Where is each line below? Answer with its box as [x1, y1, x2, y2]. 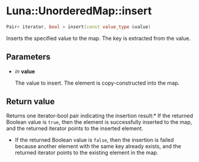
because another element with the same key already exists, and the [14, 143, 181, 150]
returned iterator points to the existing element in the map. [14, 149, 158, 156]
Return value [6, 96, 55, 107]
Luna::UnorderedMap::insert [6, 4, 152, 18]
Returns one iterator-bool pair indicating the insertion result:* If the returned [6, 112, 193, 120]
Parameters [6, 52, 51, 62]
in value [14, 67, 35, 75]
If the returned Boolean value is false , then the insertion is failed [14, 136, 174, 144]
